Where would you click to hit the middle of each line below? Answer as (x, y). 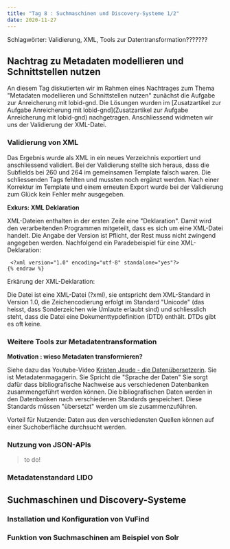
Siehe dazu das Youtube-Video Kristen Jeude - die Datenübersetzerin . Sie (112, 370)
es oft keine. (25, 324)
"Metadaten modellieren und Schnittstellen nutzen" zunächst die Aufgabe (111, 96)
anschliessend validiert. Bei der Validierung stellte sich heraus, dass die (108, 165)
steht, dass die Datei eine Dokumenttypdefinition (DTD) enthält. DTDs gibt (112, 316)
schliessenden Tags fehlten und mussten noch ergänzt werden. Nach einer (113, 179)
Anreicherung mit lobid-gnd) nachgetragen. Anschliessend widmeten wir (110, 117)
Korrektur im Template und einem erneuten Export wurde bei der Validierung (115, 187)
